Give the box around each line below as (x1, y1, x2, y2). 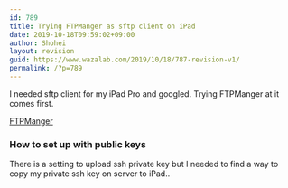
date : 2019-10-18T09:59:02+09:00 (9, 30, 135, 39)
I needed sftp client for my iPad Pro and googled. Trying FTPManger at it (9, 88, 280, 99)
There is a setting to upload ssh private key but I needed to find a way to (9, 159, 279, 170)
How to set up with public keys (9, 137, 146, 150)
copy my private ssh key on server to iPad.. (9, 168, 171, 179)
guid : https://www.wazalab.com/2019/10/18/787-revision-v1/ (9, 55, 241, 64)
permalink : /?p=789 (9, 64, 83, 73)
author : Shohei (9, 38, 67, 48)
